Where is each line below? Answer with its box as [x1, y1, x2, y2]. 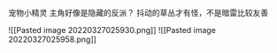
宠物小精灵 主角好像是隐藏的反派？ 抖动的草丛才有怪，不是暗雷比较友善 [8, 8, 269, 17]
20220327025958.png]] [8, 34, 96, 44]
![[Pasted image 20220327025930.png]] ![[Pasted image [8, 25, 216, 35]
